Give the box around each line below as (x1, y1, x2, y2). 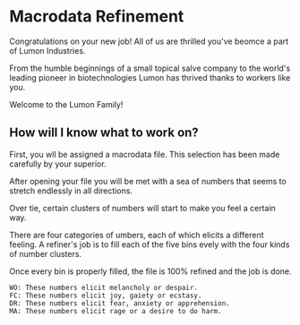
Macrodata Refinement (9, 6, 184, 27)
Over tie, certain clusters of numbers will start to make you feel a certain (9, 202, 276, 213)
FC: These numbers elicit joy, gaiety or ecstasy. (9, 291, 202, 300)
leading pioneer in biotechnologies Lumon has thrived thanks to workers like (9, 72, 291, 82)
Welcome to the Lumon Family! (9, 98, 124, 109)
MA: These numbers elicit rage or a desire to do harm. (9, 306, 222, 315)
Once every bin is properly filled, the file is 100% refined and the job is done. (9, 266, 292, 277)
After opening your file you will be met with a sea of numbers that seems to (9, 175, 287, 186)
